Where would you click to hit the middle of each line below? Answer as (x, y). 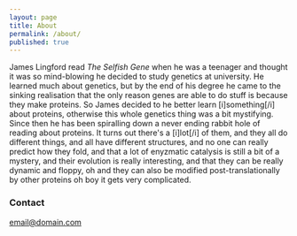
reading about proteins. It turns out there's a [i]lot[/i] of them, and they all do (148, 133)
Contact (27, 202)
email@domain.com (46, 222)
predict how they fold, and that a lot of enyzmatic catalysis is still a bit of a (145, 152)
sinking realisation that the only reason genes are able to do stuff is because (148, 95)
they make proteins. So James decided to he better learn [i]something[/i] (142, 105)
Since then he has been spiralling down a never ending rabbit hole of (135, 124)
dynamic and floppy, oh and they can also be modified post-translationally (145, 171)
